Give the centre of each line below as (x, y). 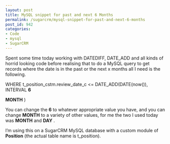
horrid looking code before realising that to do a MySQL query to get (78, 63)
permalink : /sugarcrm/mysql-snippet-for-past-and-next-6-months (75, 19)
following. (16, 74)
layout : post (19, 10)
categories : (18, 29)
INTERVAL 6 (18, 90)
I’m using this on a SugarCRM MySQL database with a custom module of (82, 130)
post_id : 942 (19, 24)
